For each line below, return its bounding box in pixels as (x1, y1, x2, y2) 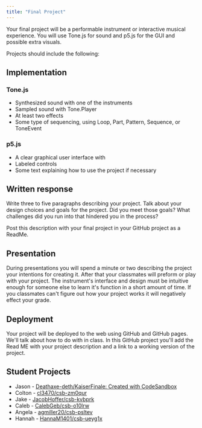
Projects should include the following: (6, 50, 99, 57)
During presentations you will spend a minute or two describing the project (6, 264, 192, 272)
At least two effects (14, 112, 64, 120)
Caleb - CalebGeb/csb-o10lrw (14, 402, 89, 409)
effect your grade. (6, 296, 51, 304)
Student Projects (6, 366, 71, 377)
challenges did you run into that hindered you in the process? (6, 212, 159, 220)
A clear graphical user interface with (14, 153, 106, 161)
